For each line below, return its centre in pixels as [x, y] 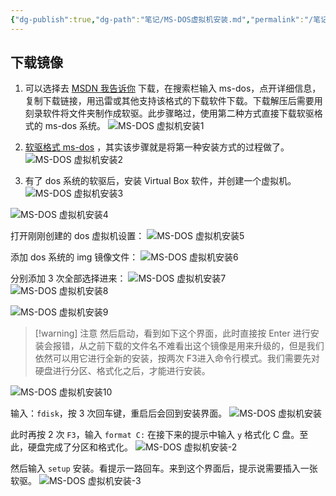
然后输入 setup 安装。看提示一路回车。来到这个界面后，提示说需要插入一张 [164, 468]
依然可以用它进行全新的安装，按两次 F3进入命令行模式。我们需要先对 [177, 358]
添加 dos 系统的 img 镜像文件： [74, 257]
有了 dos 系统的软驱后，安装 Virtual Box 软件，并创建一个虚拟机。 [160, 181]
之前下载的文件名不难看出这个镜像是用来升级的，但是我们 [206, 346]
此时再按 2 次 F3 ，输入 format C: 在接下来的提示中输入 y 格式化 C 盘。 [155, 435]
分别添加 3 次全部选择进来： [68, 278]
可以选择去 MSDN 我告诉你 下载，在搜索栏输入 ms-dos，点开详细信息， [173, 88]
